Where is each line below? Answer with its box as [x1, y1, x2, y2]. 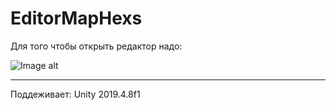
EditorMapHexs [10, 7, 143, 30]
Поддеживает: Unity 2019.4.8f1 [10, 88, 141, 100]
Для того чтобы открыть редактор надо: [10, 40, 183, 52]
